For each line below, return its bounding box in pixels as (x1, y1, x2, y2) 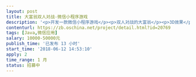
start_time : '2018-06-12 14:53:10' (6, 46, 93, 52)
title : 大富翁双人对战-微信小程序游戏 (6, 14, 88, 20)
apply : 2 (6, 52, 27, 57)
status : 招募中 (6, 62, 40, 68)
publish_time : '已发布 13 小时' (6, 41, 80, 47)
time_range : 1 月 (6, 57, 48, 63)
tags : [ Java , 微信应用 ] (6, 30, 58, 36)
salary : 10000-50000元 (6, 35, 60, 41)
